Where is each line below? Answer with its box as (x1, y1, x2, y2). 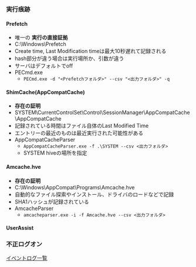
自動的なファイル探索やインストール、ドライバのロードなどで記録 (14, 191, 174, 198)
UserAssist (6, 225, 34, 232)
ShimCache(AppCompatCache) (6, 88, 85, 95)
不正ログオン (6, 240, 43, 248)
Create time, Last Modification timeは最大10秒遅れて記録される (14, 48, 167, 55)
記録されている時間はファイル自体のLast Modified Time (14, 122, 149, 129)
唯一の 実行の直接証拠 (14, 34, 68, 41)
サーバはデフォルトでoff (14, 62, 73, 69)
